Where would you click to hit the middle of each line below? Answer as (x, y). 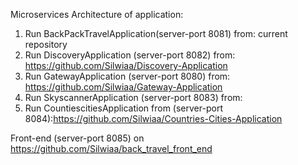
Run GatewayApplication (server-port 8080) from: (127, 76)
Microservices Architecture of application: (97, 14)
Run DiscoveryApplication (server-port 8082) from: (130, 55)
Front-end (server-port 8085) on (77, 138)
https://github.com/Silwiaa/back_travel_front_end (111, 148)
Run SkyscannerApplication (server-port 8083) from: (133, 97)
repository (46, 44)
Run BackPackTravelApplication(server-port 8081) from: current (156, 33)
